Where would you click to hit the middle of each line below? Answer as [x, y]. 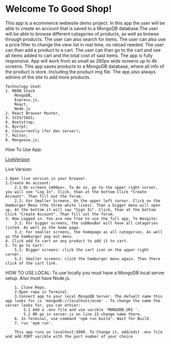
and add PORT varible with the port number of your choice [69, 336]
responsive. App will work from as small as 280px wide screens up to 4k [81, 61]
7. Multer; [17, 136]
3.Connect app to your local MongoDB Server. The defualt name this [89, 296]
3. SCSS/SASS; [20, 118]
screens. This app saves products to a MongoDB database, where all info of [85, 66]
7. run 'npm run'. [34, 323]
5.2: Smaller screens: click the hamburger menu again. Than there [87, 259]
